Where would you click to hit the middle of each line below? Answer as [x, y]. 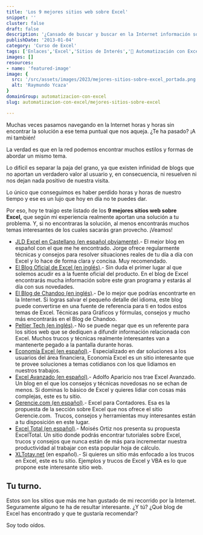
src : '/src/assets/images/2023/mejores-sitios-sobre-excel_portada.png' [105, 79]
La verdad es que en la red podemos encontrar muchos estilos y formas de [100, 149]
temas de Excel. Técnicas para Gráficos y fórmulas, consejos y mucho [102, 312]
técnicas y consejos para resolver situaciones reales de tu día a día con [104, 254]
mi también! [21, 138]
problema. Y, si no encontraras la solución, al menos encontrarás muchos [98, 223]
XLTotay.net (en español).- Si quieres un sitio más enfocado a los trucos [105, 454]
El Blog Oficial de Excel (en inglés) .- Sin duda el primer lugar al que [98, 267]
